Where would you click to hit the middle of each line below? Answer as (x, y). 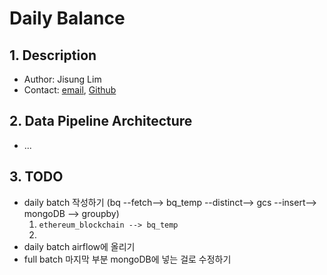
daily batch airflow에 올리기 (79, 246)
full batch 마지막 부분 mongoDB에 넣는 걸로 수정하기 (127, 259)
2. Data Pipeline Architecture (101, 121)
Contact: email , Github (70, 90)
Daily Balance (67, 18)
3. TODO (36, 177)
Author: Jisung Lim (62, 79)
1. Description (53, 55)
